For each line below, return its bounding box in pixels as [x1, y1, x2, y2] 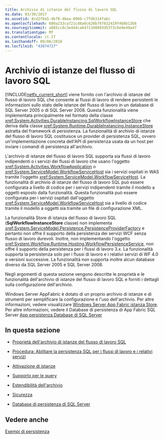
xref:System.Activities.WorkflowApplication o [5, 163, 96, 169]
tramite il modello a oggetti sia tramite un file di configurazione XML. [5, 205, 143, 211]
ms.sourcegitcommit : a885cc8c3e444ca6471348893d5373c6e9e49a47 [5, 26, 137, 30]
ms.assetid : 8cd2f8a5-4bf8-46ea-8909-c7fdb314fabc [5, 16, 111, 21]
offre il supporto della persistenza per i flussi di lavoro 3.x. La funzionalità [5, 246, 153, 252]
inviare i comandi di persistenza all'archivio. [5, 143, 94, 150]
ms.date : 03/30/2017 [5, 12, 47, 17]
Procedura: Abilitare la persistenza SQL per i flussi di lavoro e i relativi [12, 349, 153, 355]
